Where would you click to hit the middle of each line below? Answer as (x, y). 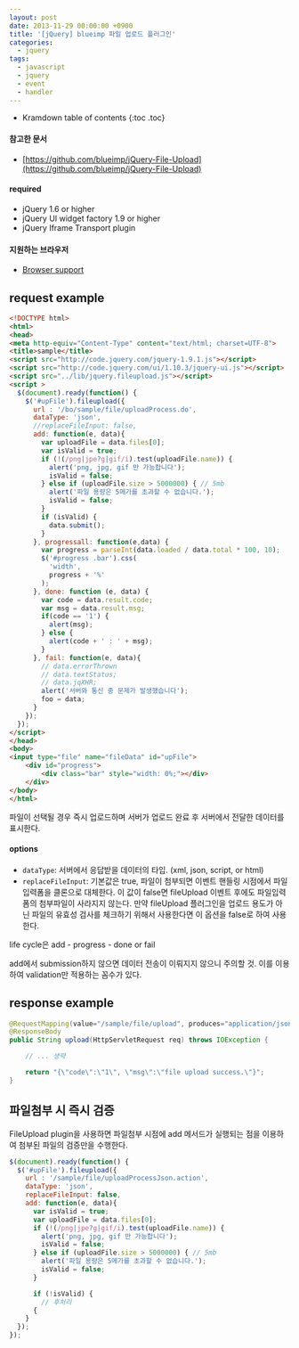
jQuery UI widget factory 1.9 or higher (91, 218)
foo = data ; (64, 699)
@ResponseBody (36, 1032)
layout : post (33, 17)
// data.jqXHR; (69, 682)
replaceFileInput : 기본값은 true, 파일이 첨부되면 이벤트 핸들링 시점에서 (146, 881)
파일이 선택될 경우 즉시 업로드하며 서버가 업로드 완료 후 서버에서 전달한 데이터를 (147, 817)
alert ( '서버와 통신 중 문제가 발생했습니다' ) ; (115, 691)
